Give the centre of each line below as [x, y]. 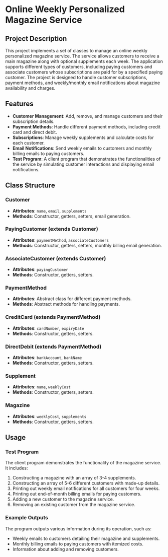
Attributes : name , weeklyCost [42, 387]
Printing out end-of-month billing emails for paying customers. [77, 494]
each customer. [29, 143]
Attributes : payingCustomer [40, 269]
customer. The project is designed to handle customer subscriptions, [76, 77]
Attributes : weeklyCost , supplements [49, 416]
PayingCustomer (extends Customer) [52, 229]
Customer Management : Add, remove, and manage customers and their [88, 116]
